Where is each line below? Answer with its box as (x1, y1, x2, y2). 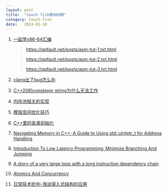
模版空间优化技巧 (13, 109, 50, 115)
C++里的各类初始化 (13, 120, 54, 126)
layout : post (6, 7, 34, 13)
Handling (13, 135, 33, 142)
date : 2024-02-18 (6, 21, 47, 27)
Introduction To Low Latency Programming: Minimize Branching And (13, 146, 157, 152)
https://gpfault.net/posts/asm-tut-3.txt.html (26, 66, 117, 72)
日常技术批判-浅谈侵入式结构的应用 (13, 181, 87, 187)
